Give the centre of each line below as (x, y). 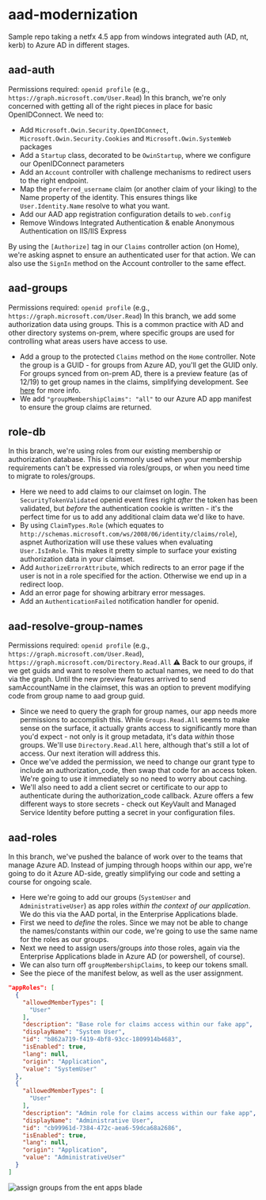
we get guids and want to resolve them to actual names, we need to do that (131, 671)
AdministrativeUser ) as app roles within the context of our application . (135, 906)
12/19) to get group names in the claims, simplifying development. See (134, 382)
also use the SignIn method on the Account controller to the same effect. (127, 263)
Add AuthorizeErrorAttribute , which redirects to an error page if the (132, 567)
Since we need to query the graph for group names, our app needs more (138, 711)
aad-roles (33, 838)
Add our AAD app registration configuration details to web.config (125, 214)
